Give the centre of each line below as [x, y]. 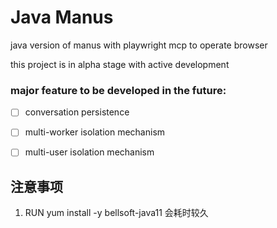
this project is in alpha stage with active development [120, 64]
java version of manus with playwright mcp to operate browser [139, 45]
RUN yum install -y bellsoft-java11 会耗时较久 [116, 213]
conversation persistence [77, 112]
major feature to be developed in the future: [118, 90]
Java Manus [62, 17]
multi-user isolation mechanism [89, 152]
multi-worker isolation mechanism [95, 132]
